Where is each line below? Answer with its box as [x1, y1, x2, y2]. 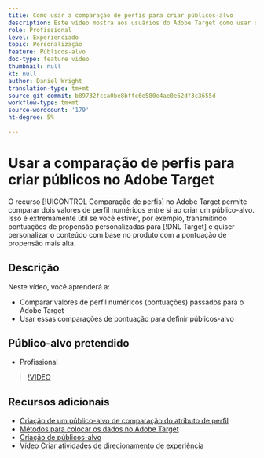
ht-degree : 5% [8, 114, 55, 122]
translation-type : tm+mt [8, 84, 90, 93]
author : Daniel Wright [8, 77, 82, 85]
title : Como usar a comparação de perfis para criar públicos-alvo [8, 11, 234, 20]
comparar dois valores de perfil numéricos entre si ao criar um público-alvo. [8, 205, 255, 214]
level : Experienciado [8, 33, 79, 42]
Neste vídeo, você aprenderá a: [8, 282, 110, 291]
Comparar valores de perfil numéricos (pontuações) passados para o [19, 297, 244, 307]
